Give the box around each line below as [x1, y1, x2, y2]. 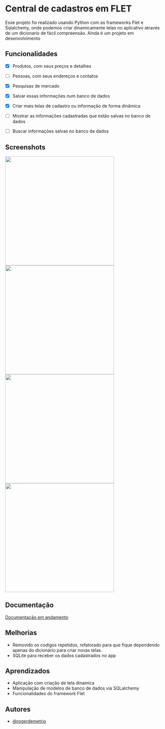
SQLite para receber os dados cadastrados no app [12, 652, 116, 658]
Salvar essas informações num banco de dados [12, 93, 110, 99]
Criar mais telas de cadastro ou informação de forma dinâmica [12, 103, 141, 109]
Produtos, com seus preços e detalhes [12, 63, 92, 69]
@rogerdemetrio [12, 718, 46, 725]
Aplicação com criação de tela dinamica [12, 680, 94, 686]
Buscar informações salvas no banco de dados [12, 128, 109, 134]
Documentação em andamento [5, 614, 69, 620]
